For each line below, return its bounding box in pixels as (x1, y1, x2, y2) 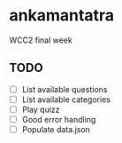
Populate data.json (21, 124, 91, 134)
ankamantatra (9, 5, 115, 26)
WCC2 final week (9, 35, 72, 45)
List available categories (21, 94, 111, 105)
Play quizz (21, 104, 60, 115)
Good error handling (21, 114, 96, 124)
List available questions (21, 83, 108, 94)
